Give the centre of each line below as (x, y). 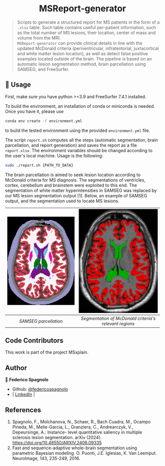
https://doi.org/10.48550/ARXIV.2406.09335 (57, 443)
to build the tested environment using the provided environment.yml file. (78, 130)
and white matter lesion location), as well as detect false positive (82, 53)
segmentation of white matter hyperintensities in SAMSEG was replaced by (81, 190)
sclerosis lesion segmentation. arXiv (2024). (57, 437)
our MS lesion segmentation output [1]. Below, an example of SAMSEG (76, 195)
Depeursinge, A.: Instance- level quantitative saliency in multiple (77, 432)
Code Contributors (34, 340)
